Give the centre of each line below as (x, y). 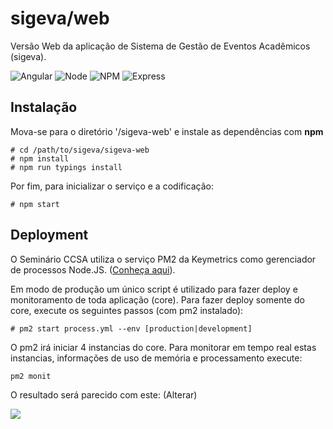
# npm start (35, 204)
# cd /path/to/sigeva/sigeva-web (80, 150)
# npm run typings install (66, 167)
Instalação (44, 107)
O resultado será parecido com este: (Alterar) (104, 394)
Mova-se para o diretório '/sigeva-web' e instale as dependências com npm (167, 131)
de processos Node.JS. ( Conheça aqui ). (93, 269)
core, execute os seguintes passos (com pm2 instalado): (127, 310)
